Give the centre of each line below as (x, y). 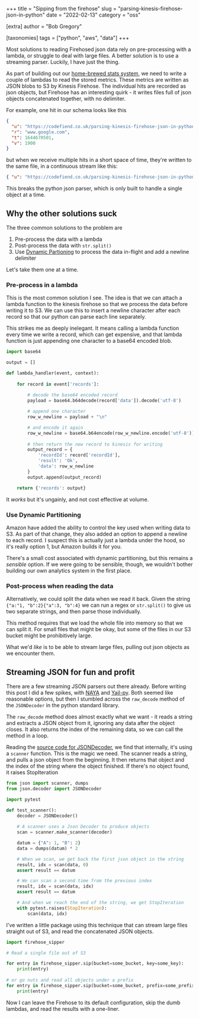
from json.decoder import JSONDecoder (54, 788)
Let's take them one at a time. (42, 269)
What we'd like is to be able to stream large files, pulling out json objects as (98, 647)
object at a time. (26, 195)
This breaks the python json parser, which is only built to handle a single (94, 189)
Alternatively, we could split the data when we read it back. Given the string (98, 599)
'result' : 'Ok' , (58, 461)
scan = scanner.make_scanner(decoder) (65, 832)
